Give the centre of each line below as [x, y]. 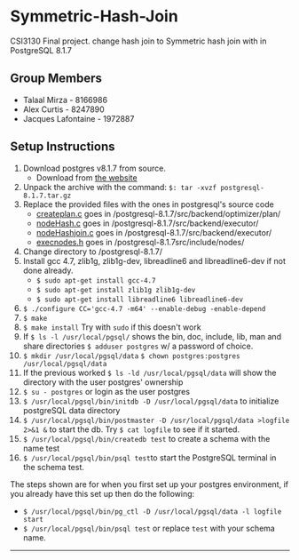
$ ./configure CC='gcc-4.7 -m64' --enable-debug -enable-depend [144, 308]
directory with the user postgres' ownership [103, 382]
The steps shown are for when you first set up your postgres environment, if [149, 484]
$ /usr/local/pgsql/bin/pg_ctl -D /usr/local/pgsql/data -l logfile [152, 512]
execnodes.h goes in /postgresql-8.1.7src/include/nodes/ [140, 242]
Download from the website [87, 177]
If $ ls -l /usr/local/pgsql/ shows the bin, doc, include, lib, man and [152, 336]
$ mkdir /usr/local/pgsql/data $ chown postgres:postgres [131, 356]
